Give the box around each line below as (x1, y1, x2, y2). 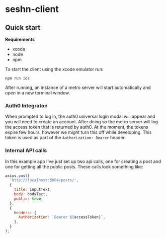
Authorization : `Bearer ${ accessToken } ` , (18, 215, 106, 220)
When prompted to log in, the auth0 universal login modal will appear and (5, 113, 156, 120)
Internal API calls (5, 147, 47, 154)
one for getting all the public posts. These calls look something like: (5, 163, 143, 169)
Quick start (5, 23, 41, 32)
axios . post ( (5, 173, 30, 178)
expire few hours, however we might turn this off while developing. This (5, 129, 152, 135)
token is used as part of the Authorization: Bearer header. (5, 135, 126, 141)
